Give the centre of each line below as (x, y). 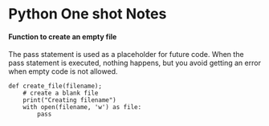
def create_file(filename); (55, 86)
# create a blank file (61, 93)
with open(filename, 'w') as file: (82, 108)
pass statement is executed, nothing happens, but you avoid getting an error (134, 63)
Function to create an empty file (63, 36)
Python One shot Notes (88, 14)
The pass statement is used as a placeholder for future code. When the (126, 55)
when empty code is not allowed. (63, 71)
